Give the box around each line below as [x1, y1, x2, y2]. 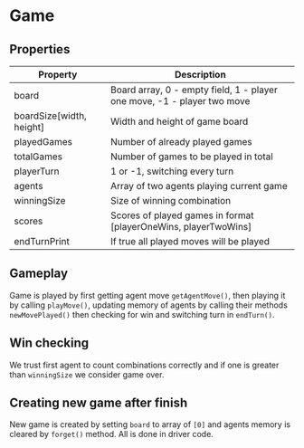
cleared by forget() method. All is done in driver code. [9, 429, 214, 440]
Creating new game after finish [9, 396, 188, 411]
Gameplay [9, 266, 69, 281]
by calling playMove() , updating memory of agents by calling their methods [9, 300, 288, 310]
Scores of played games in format [109, 209, 254, 222]
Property [38, 69, 78, 81]
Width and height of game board [109, 115, 249, 128]
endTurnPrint [14, 235, 70, 247]
